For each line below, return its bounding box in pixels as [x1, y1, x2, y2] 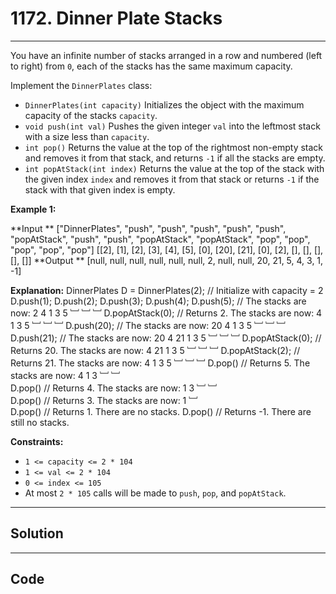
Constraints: [10, 435, 64, 447]
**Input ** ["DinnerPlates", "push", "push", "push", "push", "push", [10, 222, 287, 234]
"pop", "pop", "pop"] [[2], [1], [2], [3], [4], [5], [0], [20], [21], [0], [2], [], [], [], [10, 243, 324, 256]
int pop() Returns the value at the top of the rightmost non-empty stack [24, 141, 324, 153]
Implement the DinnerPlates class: [10, 79, 153, 91]
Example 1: [10, 203, 57, 215]
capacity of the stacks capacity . [24, 109, 158, 121]
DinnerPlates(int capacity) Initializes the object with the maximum [24, 98, 305, 111]
